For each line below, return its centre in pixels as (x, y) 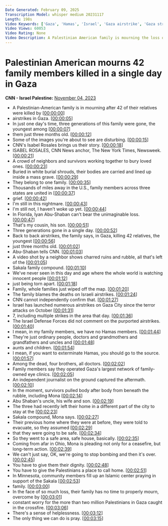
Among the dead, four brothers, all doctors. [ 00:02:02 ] (69, 363)
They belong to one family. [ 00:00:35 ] (51, 182)
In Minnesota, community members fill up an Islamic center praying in (84, 475)
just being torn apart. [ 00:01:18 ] (45, 284)
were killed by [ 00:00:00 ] (38, 113)
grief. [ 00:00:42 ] (29, 198)
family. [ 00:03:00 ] (31, 486)
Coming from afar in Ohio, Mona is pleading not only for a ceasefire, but (86, 443)
